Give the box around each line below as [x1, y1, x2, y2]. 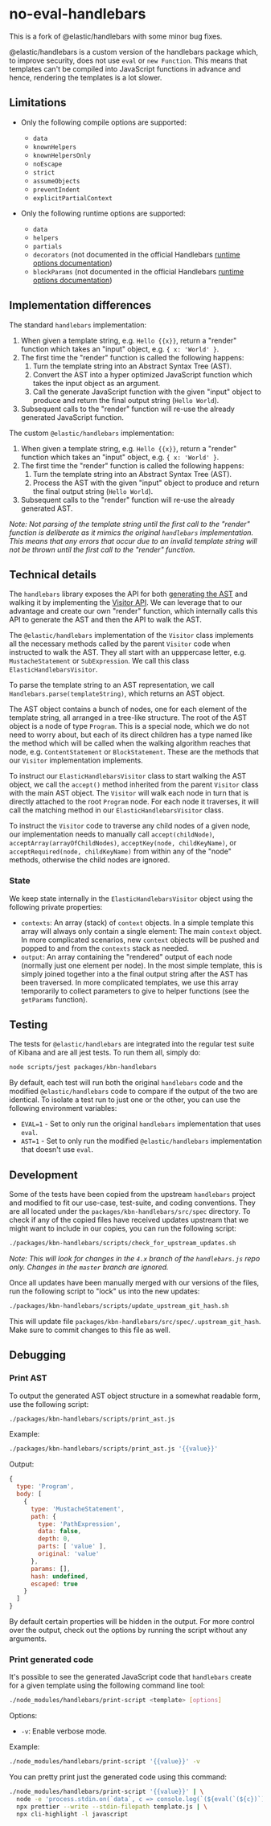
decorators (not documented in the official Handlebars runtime [32, 249, 240, 259]
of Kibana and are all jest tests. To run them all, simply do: [9, 1047, 201, 1058]
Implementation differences [9, 298, 152, 312]
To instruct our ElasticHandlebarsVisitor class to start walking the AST [9, 771, 247, 781]
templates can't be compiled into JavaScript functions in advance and [9, 64, 241, 73]
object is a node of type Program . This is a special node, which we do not [9, 722, 250, 731]
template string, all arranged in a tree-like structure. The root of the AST [9, 713, 248, 722]
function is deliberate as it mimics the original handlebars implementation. [9, 528, 254, 537]
